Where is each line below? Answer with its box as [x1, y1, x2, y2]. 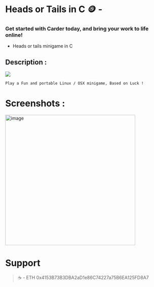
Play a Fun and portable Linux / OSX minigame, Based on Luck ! [5, 81, 144, 86]
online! [5, 32, 23, 39]
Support [5, 257, 41, 269]
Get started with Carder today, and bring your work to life [5, 25, 149, 33]
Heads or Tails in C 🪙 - [5, 4, 103, 15]
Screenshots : [5, 98, 65, 109]
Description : [5, 58, 47, 66]
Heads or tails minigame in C [12, 43, 73, 49]
